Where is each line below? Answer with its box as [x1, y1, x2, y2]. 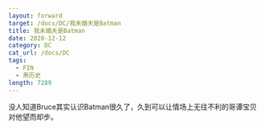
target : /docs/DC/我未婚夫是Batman [8, 19, 122, 27]
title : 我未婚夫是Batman [8, 26, 86, 34]
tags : [8, 57, 26, 65]
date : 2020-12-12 [8, 34, 67, 42]
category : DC [8, 42, 52, 50]
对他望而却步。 [8, 111, 58, 121]
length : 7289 [8, 79, 52, 87]
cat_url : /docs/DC [8, 49, 70, 57]
